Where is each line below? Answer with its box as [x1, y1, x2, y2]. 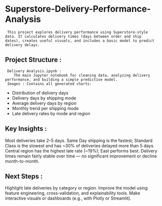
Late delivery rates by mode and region [12, 110, 90, 116]
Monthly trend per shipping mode [12, 105, 79, 111]
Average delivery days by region [12, 100, 77, 106]
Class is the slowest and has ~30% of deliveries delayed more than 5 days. [5, 142, 155, 149]
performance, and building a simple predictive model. [5, 77, 118, 82]
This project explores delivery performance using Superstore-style [7, 30, 148, 34]
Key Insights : [5, 125, 47, 133]
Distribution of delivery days [12, 90, 69, 96]
